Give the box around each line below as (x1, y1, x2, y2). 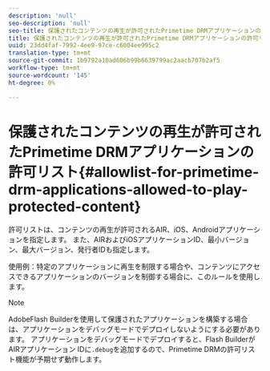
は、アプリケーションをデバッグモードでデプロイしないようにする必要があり (8, 325, 261, 334)
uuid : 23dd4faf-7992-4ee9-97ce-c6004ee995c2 (8, 42, 159, 50)
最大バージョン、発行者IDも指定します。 (22, 245, 155, 255)
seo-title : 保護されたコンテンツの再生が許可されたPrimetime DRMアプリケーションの (8, 26, 262, 34)
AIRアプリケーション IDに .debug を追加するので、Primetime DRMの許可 (8, 345, 242, 354)
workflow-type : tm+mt (8, 64, 81, 72)
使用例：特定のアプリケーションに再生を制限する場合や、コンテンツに (8, 262, 240, 272)
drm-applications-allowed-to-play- (8, 180, 248, 199)
